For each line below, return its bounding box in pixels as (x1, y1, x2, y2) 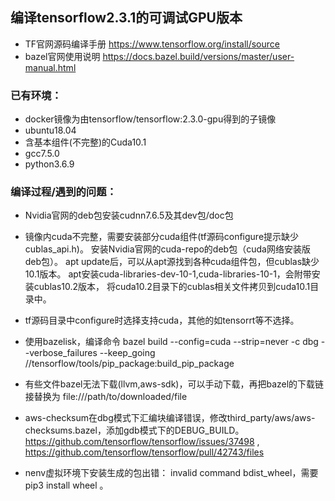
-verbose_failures (24, 347, 98, 359)
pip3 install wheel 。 (24, 479, 109, 492)
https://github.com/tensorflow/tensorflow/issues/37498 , (24, 436, 260, 448)
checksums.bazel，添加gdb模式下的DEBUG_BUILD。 (24, 424, 245, 437)
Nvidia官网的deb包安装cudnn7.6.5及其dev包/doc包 (24, 209, 234, 222)
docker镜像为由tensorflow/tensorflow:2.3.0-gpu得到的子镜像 (24, 113, 277, 125)
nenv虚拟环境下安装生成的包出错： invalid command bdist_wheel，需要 (24, 467, 319, 479)
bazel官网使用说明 (24, 50, 101, 62)
